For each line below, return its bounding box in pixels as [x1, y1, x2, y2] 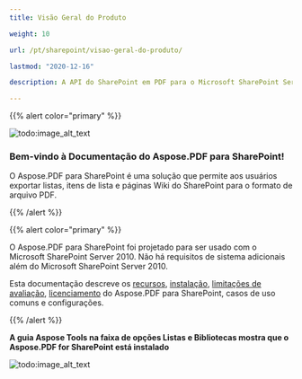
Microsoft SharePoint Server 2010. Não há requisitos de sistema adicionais [9, 251, 286, 262]
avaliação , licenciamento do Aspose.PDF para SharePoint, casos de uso [9, 288, 276, 299]
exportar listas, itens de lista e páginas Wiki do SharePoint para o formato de [9, 181, 293, 191]
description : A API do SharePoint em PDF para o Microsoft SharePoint [9, 78, 280, 87]
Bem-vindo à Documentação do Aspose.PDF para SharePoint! [9, 150, 285, 163]
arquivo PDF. [9, 189, 57, 200]
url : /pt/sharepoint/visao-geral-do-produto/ [9, 46, 182, 55]
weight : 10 [9, 29, 50, 39]
